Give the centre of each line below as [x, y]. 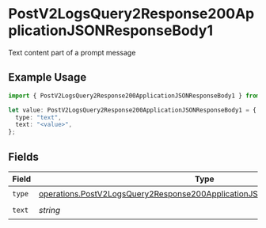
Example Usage [47, 77]
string [49, 211]
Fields [24, 156]
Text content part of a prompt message [72, 52]
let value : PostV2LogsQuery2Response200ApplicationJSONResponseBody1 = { [133, 110]
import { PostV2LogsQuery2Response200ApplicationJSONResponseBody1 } [125, 96]
